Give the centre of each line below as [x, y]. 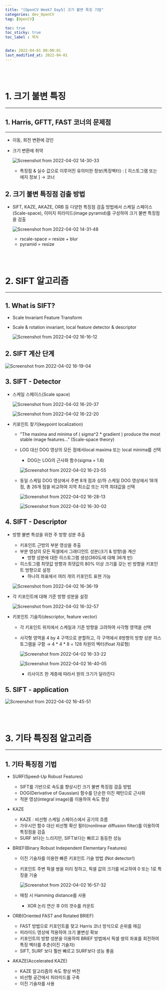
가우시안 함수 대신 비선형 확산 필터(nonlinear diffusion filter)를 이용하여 [89, 826]
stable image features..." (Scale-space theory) [67, 439]
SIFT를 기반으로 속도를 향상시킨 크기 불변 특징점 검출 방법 [76, 787]
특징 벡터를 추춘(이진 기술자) [47, 945]
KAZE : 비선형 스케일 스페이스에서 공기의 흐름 [64, 819]
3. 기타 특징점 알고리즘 [48, 738]
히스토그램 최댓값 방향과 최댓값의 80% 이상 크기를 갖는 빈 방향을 [82, 564]
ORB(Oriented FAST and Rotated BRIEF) [53, 916]
